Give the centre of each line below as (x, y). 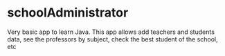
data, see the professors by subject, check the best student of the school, (112, 39)
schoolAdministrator (68, 13)
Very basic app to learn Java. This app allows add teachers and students (111, 32)
